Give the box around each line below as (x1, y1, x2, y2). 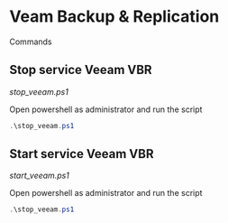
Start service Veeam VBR (9, 146, 154, 162)
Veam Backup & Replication (9, 6, 220, 27)
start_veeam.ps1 (9, 170, 70, 181)
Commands (9, 36, 52, 47)
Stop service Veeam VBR (9, 62, 152, 78)
